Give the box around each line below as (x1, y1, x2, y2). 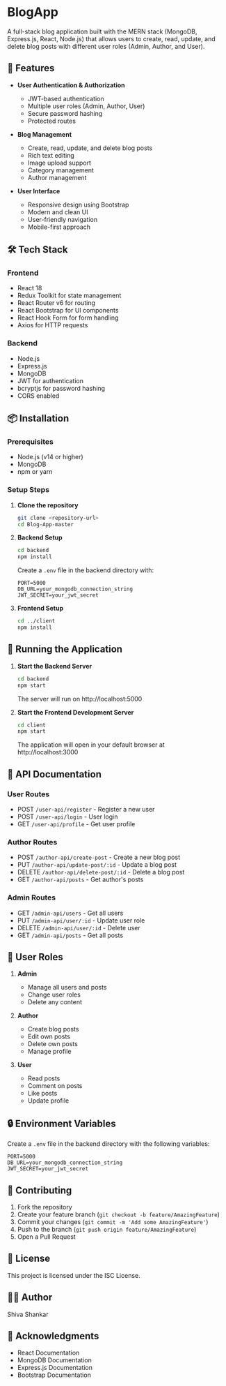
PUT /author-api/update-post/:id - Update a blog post (17, 860, 177, 869)
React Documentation (17, 1348, 80, 1357)
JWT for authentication (17, 376, 83, 385)
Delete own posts (27, 1040, 78, 1048)
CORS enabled (17, 392, 60, 400)
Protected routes (27, 117, 76, 125)
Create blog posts (27, 1025, 79, 1034)
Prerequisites (7, 437, 54, 447)
